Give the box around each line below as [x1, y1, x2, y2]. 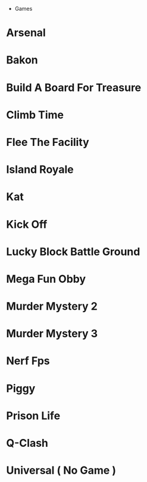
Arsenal [6, 26, 46, 39]
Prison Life [6, 409, 61, 422]
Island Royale [6, 163, 74, 176]
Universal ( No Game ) [6, 463, 117, 477]
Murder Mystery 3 [6, 327, 98, 340]
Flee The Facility [6, 135, 89, 149]
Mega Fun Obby [6, 272, 86, 286]
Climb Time [6, 108, 64, 121]
